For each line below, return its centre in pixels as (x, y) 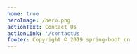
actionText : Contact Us (42, 27)
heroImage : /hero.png (39, 20)
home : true (23, 14)
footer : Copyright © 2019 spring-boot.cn (69, 40)
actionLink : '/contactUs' (45, 33)
